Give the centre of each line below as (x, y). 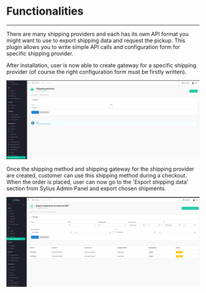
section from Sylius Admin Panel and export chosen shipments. (86, 188)
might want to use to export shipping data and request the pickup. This (96, 40)
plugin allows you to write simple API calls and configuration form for (93, 46)
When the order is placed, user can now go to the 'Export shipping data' (97, 182)
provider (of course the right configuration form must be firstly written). (97, 72)
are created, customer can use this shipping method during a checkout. (97, 176)
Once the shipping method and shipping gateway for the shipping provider (101, 169)
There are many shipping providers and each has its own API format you (97, 34)
